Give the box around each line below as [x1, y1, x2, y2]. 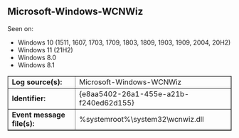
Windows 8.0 [17, 53, 57, 62]
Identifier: [11, 93, 46, 103]
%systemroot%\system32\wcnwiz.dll [79, 114, 204, 124]
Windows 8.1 [17, 60, 55, 69]
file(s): [11, 118, 35, 128]
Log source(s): [11, 77, 63, 87]
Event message [11, 110, 65, 120]
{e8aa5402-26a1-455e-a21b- [79, 88, 190, 98]
